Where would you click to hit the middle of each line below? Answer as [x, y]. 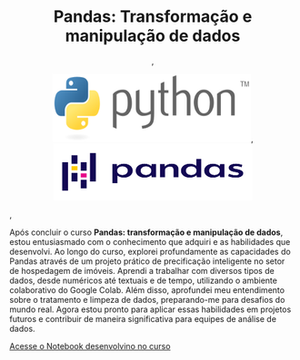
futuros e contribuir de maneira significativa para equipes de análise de [143, 318]
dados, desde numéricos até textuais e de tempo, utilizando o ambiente [143, 280]
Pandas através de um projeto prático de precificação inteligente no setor [147, 261]
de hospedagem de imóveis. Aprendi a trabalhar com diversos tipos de [142, 270]
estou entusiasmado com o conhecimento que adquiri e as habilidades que [150, 241]
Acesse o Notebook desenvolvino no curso [90, 345]
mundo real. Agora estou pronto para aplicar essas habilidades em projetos [150, 309]
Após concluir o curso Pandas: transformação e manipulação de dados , [146, 232]
